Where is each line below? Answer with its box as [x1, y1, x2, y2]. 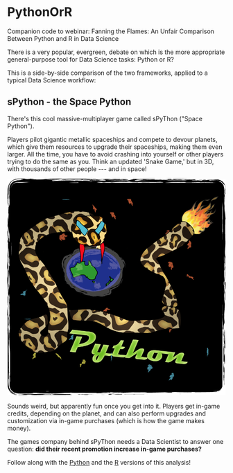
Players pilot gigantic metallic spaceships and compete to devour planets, [7, 135, 218, 143]
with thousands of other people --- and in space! [7, 164, 147, 173]
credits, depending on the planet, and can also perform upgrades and [7, 409, 207, 418]
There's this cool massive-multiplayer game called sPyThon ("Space [7, 114, 203, 123]
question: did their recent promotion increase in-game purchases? [7, 445, 202, 453]
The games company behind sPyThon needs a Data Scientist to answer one [7, 437, 224, 445]
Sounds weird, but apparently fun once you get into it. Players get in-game [7, 402, 221, 410]
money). [7, 424, 31, 432]
